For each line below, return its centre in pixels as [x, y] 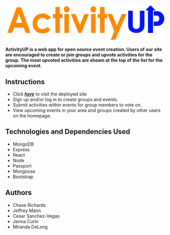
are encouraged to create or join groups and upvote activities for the [79, 55]
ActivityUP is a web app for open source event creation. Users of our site [84, 50]
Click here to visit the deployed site [50, 94]
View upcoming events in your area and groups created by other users [87, 110]
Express [21, 149]
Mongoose [24, 171]
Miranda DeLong [30, 227]
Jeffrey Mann [27, 210]
